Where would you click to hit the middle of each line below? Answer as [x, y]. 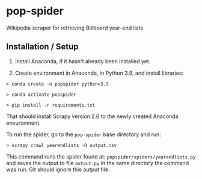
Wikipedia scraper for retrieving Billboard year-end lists [75, 28]
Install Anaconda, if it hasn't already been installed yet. [83, 61]
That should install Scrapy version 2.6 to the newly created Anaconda [92, 116]
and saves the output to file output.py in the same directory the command [98, 163]
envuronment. [23, 122]
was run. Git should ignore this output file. [58, 169]
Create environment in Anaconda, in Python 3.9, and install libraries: [99, 73]
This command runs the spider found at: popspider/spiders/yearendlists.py [101, 156]
